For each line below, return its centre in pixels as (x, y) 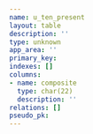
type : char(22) (45, 91)
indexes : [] (31, 67)
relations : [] (35, 108)
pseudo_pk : (29, 115)
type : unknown (35, 42)
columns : (25, 75)
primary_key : (33, 58)
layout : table (35, 26)
